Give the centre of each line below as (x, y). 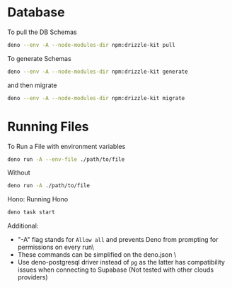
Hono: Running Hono (38, 199)
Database (36, 12)
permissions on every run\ (56, 247)
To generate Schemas (40, 58)
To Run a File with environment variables (66, 146)
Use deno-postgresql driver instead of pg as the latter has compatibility (121, 262)
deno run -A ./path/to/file (49, 186)
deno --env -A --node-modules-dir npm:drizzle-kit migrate (96, 98)
